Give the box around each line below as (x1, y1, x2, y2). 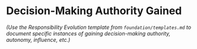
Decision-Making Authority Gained (6, 4, 182, 18)
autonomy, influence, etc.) (6, 36, 71, 43)
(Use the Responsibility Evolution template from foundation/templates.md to (6, 24, 192, 31)
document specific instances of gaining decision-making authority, (6, 30, 171, 37)
